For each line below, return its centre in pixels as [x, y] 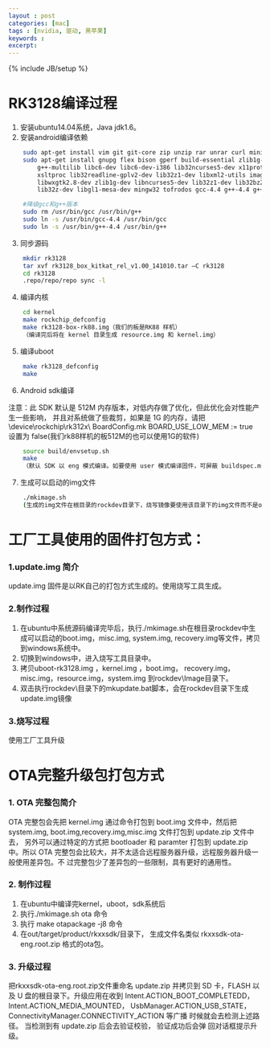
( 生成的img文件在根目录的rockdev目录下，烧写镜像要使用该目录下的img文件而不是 [141, 506]
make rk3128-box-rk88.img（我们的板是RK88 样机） [102, 327]
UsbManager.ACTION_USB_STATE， [191, 1006]
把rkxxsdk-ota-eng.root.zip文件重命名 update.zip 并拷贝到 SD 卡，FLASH [130, 986]
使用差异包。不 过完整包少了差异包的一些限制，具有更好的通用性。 [125, 862]
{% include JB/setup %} [48, 68]
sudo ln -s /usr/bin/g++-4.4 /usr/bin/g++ [95, 227]
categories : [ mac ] [39, 23]
